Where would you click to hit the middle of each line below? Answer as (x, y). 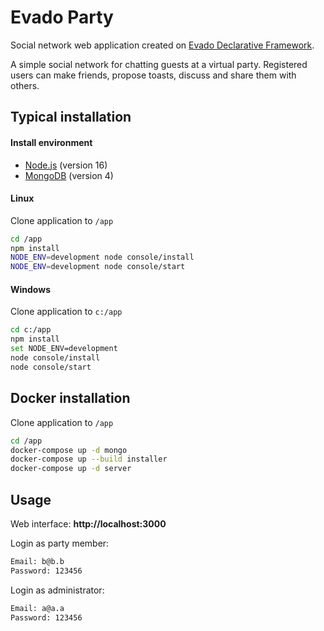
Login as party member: (60, 543)
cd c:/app (31, 330)
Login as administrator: (57, 590)
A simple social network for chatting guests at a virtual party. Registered (159, 64)
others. (25, 85)
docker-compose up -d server (71, 469)
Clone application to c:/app (66, 312)
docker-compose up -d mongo (69, 450)
